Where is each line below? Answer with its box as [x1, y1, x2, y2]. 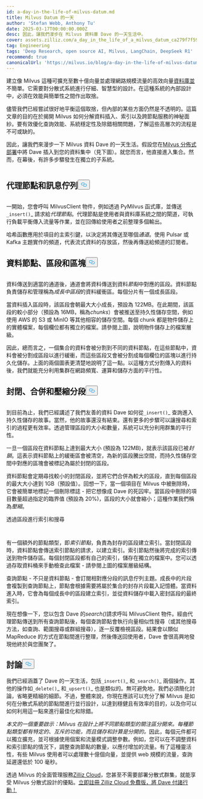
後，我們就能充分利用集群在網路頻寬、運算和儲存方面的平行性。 [6, 367, 165, 374]
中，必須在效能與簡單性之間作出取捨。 [6, 92, 101, 99]
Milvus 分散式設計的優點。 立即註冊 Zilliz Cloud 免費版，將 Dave [13, 778, 171, 786]
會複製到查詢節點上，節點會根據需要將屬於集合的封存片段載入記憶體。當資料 [6, 582, 197, 589]
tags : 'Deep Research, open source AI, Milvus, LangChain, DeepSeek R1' [6, 48, 193, 55]
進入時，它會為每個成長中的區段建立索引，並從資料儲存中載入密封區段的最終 [6, 589, 197, 597]
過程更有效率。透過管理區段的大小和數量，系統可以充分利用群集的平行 [16, 423, 192, 431]
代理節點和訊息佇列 [6, 180, 78, 191]
